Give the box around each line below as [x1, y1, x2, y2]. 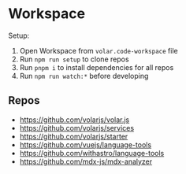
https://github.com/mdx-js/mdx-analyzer [19, 157, 153, 166]
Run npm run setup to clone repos [19, 54, 129, 64]
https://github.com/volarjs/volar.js [19, 115, 130, 124]
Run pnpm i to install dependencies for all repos [19, 62, 174, 72]
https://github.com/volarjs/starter [19, 131, 128, 141]
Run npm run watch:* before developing [19, 71, 149, 80]
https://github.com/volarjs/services [19, 123, 135, 132]
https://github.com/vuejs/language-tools [19, 139, 152, 150]
